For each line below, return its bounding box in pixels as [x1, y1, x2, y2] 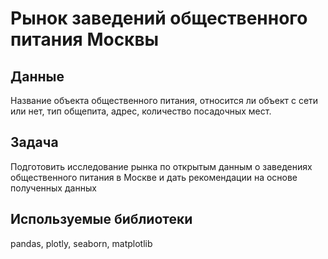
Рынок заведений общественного [10, 7, 308, 30]
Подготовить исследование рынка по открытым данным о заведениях [10, 160, 313, 172]
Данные [10, 68, 65, 85]
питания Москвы [10, 28, 160, 51]
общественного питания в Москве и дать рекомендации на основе [10, 171, 298, 183]
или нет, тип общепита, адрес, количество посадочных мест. [10, 105, 272, 117]
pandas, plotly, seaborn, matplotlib [10, 237, 153, 249]
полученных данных [10, 182, 97, 194]
